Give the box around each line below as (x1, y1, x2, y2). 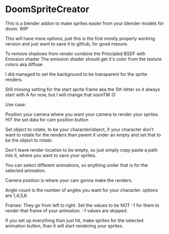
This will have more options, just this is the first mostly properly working (5, 35, 155, 41)
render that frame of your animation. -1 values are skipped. (5, 207, 128, 213)
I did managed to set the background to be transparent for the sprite (5, 71, 148, 77)
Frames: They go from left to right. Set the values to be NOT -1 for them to (5, 202, 159, 208)
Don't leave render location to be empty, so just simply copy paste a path (5, 147, 158, 153)
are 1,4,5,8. (5, 192, 28, 198)
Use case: (5, 101, 26, 107)
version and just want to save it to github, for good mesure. (5, 40, 129, 46)
